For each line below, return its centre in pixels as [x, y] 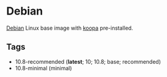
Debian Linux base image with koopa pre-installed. [70, 28]
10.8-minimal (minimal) [43, 68]
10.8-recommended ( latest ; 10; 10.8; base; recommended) [88, 61]
